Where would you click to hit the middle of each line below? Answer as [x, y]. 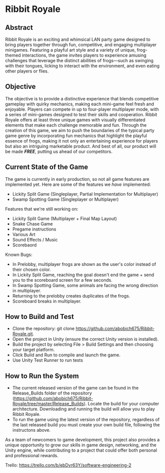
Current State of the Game [47, 167]
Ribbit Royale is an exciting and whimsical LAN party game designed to [78, 39]
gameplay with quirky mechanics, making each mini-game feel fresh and [80, 104]
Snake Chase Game [33, 224]
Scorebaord [24, 245]
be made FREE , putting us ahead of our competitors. [59, 151]
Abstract [19, 28]
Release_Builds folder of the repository [52, 393]
